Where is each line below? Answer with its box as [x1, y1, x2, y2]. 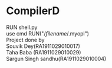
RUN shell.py [6, 24, 38, 31]
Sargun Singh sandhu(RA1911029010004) [6, 55, 107, 62]
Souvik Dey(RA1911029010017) [6, 43, 81, 50]
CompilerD [6, 4, 60, 18]
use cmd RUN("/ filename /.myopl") [6, 30, 90, 37]
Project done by [6, 36, 45, 43]
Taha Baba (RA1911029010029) [6, 48, 81, 56]
